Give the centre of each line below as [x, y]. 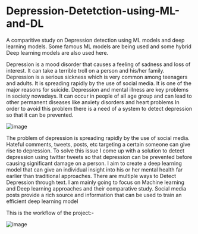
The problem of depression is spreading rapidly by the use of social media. [98, 138]
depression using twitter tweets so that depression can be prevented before [99, 157]
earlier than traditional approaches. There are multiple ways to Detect [91, 176]
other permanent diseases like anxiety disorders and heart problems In [93, 102]
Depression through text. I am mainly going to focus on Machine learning [95, 182]
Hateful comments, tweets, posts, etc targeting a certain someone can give [98, 144]
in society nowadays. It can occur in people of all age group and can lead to [99, 96]
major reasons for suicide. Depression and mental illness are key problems [98, 89]
